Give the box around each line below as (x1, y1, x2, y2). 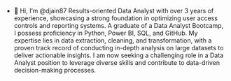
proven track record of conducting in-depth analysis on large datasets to (13, 44, 224, 52)
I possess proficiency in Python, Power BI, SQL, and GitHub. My (13, 29, 198, 37)
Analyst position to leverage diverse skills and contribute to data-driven (13, 59, 220, 66)
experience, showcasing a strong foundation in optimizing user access (13, 14, 218, 22)
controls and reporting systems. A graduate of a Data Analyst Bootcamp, (13, 22, 224, 29)
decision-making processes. (13, 66, 97, 74)
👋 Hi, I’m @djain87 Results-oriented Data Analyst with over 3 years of (13, 7, 214, 15)
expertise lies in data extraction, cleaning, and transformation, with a (13, 36, 212, 45)
